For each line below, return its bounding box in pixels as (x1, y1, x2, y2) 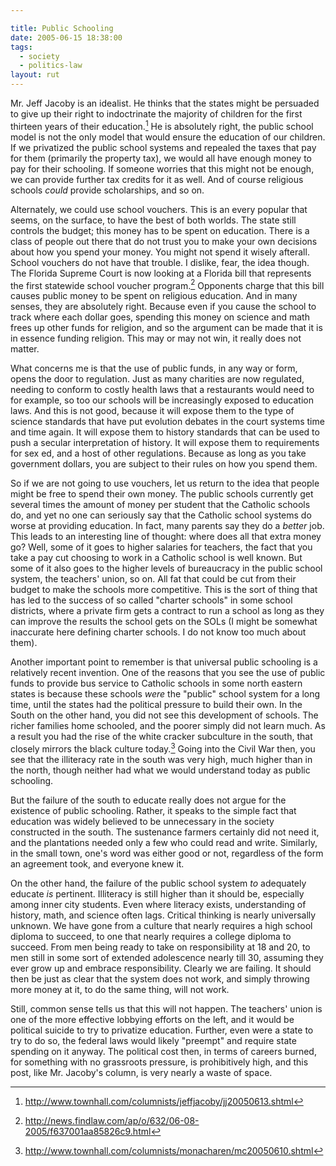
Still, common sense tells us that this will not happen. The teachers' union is (10, 1002, 323, 1015)
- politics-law (19, 61, 83, 71)
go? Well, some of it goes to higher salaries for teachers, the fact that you (10, 541, 313, 553)
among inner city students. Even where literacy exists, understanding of (10, 898, 307, 910)
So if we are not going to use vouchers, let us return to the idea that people (10, 477, 320, 490)
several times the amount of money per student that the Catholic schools (10, 499, 311, 511)
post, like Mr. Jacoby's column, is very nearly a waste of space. (10, 1066, 273, 1078)
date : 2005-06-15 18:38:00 (10, 32, 123, 43)
